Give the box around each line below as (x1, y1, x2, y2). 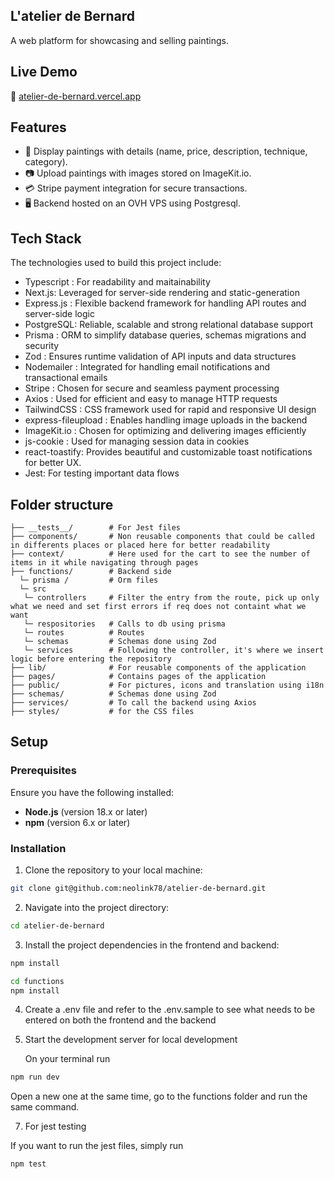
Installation (10, 841, 67, 855)
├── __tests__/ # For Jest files (10, 523, 182, 533)
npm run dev (10, 1072, 60, 1083)
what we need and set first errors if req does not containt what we (10, 602, 307, 612)
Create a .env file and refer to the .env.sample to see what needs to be (24, 1004, 316, 1016)
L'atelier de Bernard (10, 8, 136, 25)
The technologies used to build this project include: (10, 257, 222, 269)
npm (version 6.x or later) (24, 816, 131, 828)
